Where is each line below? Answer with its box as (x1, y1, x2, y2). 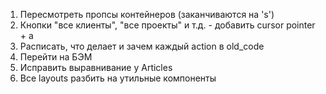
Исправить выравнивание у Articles (19, 62, 173, 73)
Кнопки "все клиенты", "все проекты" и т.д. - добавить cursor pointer (19, 19, 316, 31)
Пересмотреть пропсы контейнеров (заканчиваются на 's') (19, 9, 275, 20)
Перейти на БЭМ (19, 51, 93, 63)
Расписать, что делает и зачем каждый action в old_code (19, 40, 265, 52)
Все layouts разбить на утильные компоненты (19, 72, 217, 84)
